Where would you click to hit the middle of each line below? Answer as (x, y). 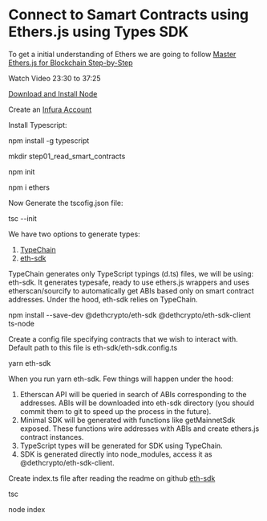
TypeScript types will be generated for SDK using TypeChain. (121, 445)
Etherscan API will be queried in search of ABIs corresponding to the (133, 394)
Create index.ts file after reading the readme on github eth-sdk (112, 478)
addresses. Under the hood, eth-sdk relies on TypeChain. (103, 299)
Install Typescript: (38, 125)
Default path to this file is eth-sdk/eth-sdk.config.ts (93, 347)
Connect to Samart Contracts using (129, 15)
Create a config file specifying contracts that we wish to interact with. (123, 338)
